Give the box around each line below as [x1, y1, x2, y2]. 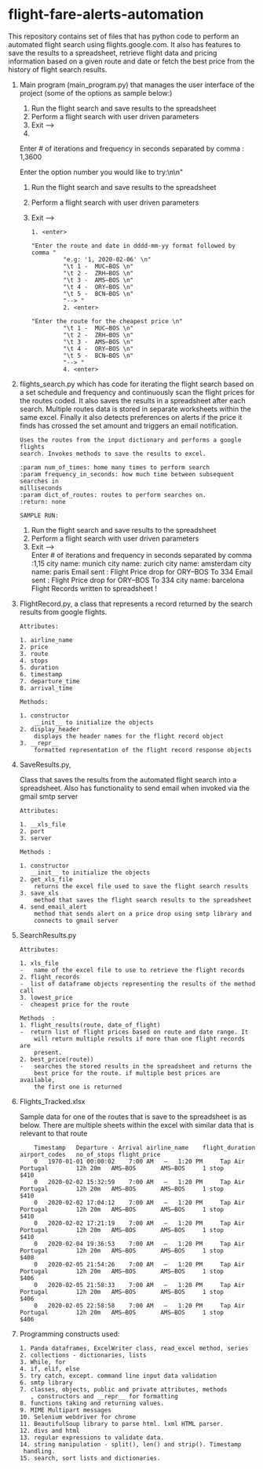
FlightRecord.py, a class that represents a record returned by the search [19, 599, 253, 608]
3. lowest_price [19, 993, 73, 1001]
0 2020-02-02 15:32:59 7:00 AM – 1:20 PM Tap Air [34, 1178, 245, 1186]
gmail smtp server [19, 791, 79, 801]
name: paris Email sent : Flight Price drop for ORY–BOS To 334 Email [31, 567, 254, 576]
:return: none [19, 498, 66, 505]
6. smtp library [19, 1379, 73, 1387]
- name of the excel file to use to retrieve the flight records [19, 966, 245, 974]
